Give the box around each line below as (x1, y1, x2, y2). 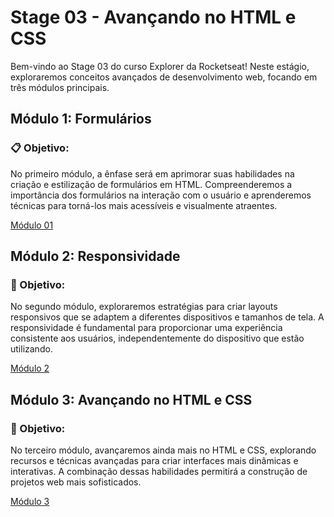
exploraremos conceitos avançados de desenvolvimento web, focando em (10, 71, 318, 83)
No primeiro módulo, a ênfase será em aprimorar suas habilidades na (10, 167, 295, 180)
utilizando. (10, 343, 53, 355)
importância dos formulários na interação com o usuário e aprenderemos (10, 189, 312, 201)
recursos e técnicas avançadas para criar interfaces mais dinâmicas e (10, 455, 299, 466)
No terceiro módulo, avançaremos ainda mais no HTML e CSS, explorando (10, 444, 317, 456)
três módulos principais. (10, 81, 110, 93)
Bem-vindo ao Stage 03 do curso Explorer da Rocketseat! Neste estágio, (10, 60, 310, 72)
